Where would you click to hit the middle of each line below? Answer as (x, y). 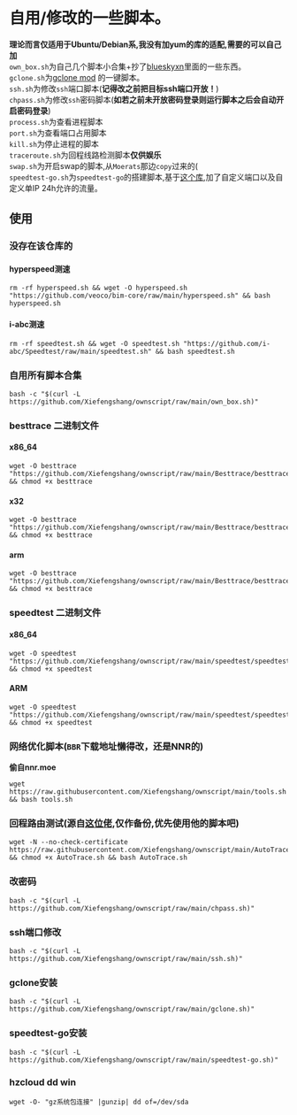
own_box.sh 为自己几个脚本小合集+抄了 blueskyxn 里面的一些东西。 (128, 66)
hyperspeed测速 (40, 269)
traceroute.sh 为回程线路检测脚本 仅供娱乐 (85, 155)
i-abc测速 (27, 325)
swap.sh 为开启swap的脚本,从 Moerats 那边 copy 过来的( (104, 165)
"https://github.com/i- (227, 343)
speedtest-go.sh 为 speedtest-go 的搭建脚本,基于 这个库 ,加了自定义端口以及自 (146, 177)
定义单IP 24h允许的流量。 (56, 188)
